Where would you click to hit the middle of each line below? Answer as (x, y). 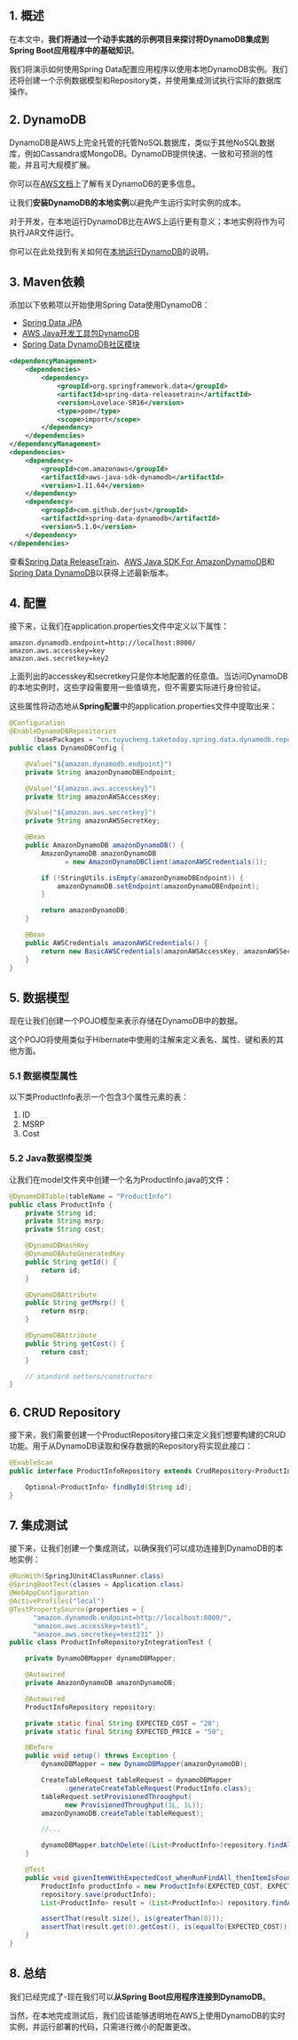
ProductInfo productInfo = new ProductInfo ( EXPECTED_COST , (153, 1886)
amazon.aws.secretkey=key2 (59, 659)
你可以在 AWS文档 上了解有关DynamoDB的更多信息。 (105, 183)
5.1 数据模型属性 (43, 1076)
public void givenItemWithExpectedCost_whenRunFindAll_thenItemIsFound (160, 1878)
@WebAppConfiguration (49, 1593)
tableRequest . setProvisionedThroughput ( (117, 1796)
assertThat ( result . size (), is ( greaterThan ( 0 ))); (133, 1919)
